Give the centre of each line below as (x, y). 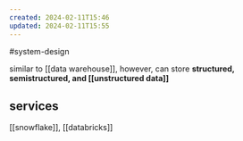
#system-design (39, 51)
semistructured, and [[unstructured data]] (89, 78)
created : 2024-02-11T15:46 (59, 17)
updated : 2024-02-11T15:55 (59, 26)
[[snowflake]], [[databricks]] (61, 128)
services (34, 106)
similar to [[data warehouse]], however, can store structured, (122, 69)
